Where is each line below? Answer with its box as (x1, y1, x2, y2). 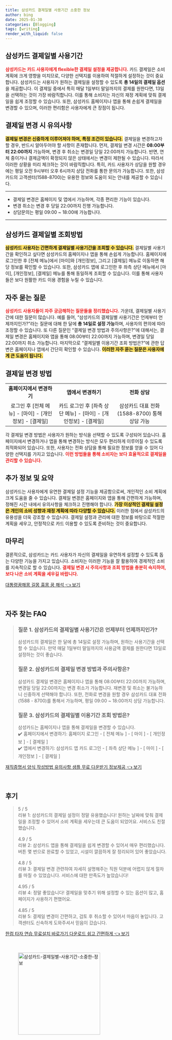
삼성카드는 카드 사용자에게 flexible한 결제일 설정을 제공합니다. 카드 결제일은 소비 (5, 66, 165, 72)
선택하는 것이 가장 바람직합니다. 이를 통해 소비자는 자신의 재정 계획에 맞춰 (10, 92, 157, 98)
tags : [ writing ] (5, 27, 40, 32)
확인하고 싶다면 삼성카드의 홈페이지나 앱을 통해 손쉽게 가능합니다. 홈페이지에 (14, 251, 167, 257)
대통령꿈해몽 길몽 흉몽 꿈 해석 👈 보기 (5, 581, 80, 587)
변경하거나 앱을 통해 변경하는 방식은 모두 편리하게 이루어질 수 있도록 (27, 438, 163, 444)
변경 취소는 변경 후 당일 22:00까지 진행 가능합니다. (12, 202, 114, 209)
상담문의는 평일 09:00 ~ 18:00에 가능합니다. (12, 209, 101, 215)
